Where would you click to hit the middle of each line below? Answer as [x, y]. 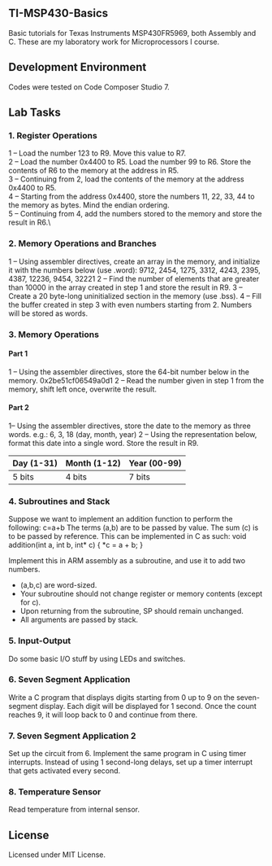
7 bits [139, 477]
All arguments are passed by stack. [79, 620]
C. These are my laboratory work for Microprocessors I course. [114, 42]
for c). [30, 602]
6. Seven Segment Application [69, 680]
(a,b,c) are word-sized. [58, 585]
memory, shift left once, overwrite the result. [82, 389]
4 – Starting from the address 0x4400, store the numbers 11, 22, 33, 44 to [132, 197]
